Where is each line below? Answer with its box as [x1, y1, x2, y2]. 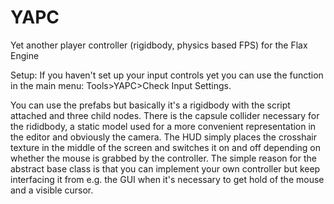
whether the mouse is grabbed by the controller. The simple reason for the [10, 152, 317, 164]
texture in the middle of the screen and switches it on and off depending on [10, 141, 322, 153]
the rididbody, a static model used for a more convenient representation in [10, 120, 317, 132]
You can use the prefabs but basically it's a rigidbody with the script [10, 99, 291, 111]
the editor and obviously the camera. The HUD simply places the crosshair [10, 131, 317, 143]
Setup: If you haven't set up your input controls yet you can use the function [10, 69, 324, 81]
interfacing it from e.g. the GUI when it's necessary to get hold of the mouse [10, 173, 325, 185]
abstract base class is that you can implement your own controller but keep [10, 162, 321, 175]
